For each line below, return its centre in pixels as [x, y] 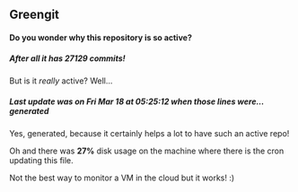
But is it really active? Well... [61, 81]
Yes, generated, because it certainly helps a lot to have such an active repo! [149, 133]
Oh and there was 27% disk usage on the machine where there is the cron [147, 151]
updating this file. [41, 160]
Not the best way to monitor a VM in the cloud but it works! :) [122, 178]
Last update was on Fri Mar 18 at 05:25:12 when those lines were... [137, 101]
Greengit [35, 15]
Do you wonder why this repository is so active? [101, 37]
